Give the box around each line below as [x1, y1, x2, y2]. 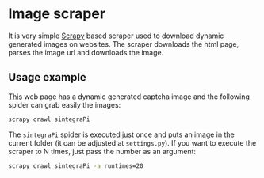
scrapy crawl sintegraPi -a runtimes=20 [8, 161, 144, 170]
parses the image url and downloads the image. [8, 47, 164, 57]
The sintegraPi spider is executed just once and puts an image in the [8, 130, 235, 139]
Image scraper [8, 5, 105, 23]
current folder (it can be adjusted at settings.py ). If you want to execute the [8, 138, 257, 147]
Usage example [8, 70, 87, 84]
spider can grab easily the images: [8, 100, 121, 109]
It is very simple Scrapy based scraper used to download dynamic [8, 31, 224, 40]
